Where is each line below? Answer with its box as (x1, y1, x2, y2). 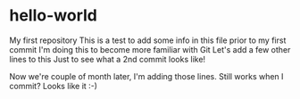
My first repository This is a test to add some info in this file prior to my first (9, 35, 287, 45)
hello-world (9, 5, 98, 26)
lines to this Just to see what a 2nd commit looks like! (9, 54, 206, 64)
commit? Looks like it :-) (9, 80, 98, 91)
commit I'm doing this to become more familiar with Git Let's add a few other (9, 44, 291, 54)
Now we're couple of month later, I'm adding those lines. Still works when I (9, 70, 284, 81)
